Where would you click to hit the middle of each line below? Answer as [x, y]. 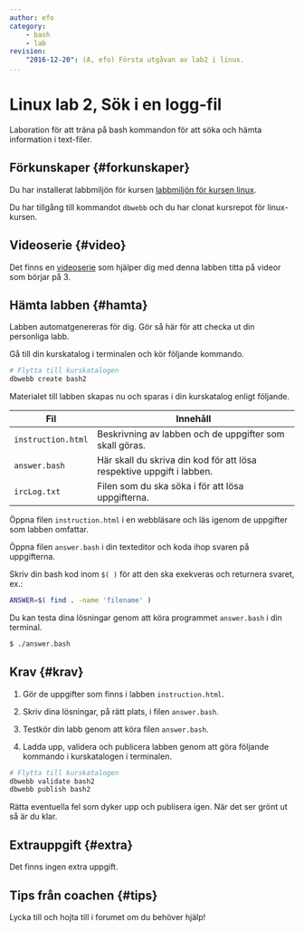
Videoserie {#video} [68, 245]
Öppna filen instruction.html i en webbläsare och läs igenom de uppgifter [148, 520]
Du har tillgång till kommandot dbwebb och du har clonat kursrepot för [138, 207]
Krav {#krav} [47, 672]
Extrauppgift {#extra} [71, 845]
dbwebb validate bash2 [52, 781]
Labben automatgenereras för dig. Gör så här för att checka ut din [132, 327]
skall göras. [121, 446]
